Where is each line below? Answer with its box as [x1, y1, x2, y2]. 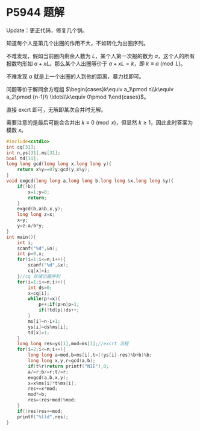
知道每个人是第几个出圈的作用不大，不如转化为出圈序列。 [6, 39, 149, 47]
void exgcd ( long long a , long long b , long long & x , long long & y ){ [6, 178, 174, 184]
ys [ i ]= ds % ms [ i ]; [28, 324, 69, 330]
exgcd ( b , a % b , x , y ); [17, 206, 63, 212]
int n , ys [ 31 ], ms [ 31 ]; [6, 149, 61, 156]
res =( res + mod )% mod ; [28, 397, 77, 403]
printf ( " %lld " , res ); [17, 413, 69, 420]
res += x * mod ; [28, 386, 58, 392]
